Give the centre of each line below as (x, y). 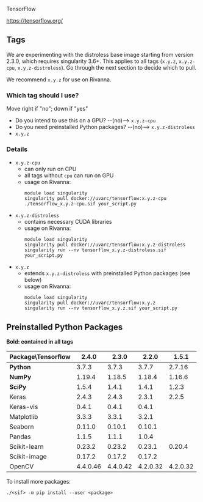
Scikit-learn (27, 447)
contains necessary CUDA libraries (68, 222)
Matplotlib (24, 417)
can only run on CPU (50, 169)
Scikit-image (28, 457)
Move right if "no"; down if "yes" (47, 109)
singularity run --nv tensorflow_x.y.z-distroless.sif (95, 250)
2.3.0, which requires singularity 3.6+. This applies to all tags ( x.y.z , (92, 61)
